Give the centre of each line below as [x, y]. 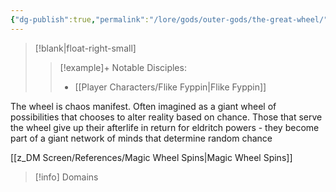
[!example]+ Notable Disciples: [123, 67]
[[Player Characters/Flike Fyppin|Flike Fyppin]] [170, 87]
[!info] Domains [66, 177]
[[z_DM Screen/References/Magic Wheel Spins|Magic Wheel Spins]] [151, 157]
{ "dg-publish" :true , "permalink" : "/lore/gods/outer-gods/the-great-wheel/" [169, 19]
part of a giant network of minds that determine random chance [141, 138]
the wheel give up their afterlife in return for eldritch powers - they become [165, 127]
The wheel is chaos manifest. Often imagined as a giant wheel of [143, 106]
